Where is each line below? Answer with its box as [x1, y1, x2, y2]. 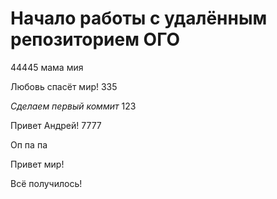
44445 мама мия [10, 61, 84, 73]
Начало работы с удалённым [10, 7, 268, 30]
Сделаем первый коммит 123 [10, 100, 137, 112]
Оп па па [10, 138, 48, 151]
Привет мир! [10, 158, 65, 170]
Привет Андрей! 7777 [10, 119, 102, 131]
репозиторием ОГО [10, 28, 181, 51]
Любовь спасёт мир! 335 [10, 80, 118, 92]
